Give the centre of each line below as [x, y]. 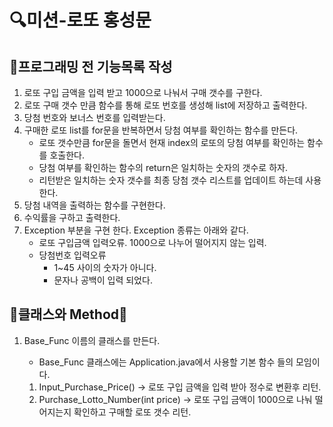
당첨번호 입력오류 [72, 255]
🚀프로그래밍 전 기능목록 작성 [91, 66]
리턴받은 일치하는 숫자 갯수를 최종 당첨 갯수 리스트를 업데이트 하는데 [171, 180]
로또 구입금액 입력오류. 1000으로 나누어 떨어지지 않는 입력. [152, 242]
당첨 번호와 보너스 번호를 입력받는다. [94, 117]
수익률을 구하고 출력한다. [72, 217]
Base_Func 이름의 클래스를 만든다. [92, 340]
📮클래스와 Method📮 [68, 314]
